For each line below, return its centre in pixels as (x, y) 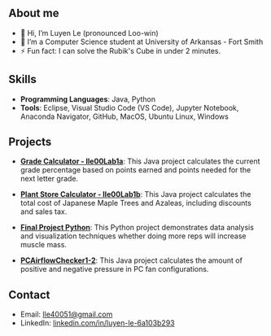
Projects (30, 142)
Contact (29, 295)
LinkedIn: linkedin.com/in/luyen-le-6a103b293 (97, 323)
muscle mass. (44, 245)
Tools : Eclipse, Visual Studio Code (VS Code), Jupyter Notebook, (129, 107)
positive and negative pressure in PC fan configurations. (114, 269)
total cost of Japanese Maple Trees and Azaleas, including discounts (136, 203)
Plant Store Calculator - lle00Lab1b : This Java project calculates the (135, 194)
